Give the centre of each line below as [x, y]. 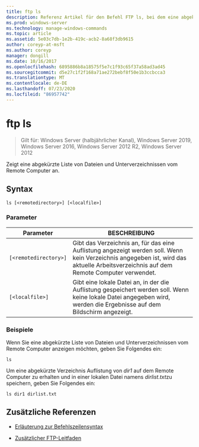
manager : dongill [28, 56]
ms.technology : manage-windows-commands [57, 28]
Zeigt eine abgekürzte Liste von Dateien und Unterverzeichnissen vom [92, 164]
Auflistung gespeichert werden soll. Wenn [131, 289]
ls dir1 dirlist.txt [32, 394]
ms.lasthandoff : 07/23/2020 [41, 89]
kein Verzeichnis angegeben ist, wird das [129, 257]
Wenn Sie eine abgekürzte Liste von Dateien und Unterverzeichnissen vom [97, 343]
